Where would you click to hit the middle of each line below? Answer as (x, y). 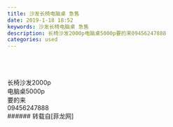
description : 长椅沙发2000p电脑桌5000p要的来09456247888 (87, 33)
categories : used (33, 40)
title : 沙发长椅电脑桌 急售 (43, 14)
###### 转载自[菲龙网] (41, 117)
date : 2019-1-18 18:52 (40, 20)
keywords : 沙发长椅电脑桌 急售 (48, 27)
